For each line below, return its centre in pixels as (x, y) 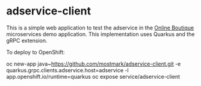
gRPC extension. (27, 40)
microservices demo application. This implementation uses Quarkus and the (100, 34)
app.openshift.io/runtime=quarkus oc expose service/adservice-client (93, 76)
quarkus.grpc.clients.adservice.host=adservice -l (67, 70)
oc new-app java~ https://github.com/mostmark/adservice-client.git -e (94, 64)
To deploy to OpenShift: (36, 52)
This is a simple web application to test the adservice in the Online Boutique (100, 28)
